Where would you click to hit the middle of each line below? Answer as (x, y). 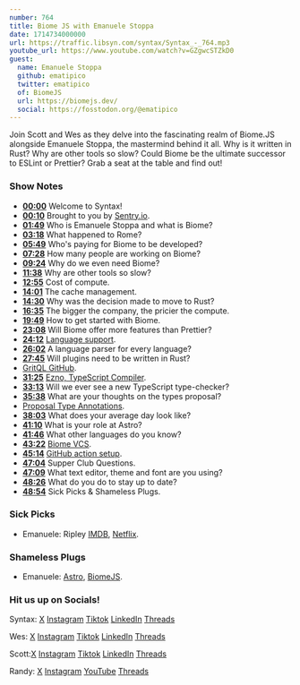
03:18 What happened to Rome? (82, 235)
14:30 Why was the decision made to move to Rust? (118, 301)
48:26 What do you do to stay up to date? (99, 482)
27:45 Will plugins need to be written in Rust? (106, 358)
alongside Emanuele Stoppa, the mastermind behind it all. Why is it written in (150, 144)
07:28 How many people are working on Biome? (111, 253)
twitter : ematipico (54, 84)
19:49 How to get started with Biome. (91, 320)
